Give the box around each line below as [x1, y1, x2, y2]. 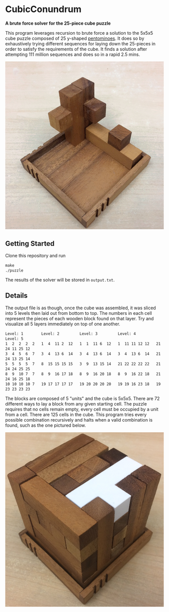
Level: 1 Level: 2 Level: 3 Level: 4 [5, 331, 136, 336]
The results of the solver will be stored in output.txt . [5, 277, 115, 283]
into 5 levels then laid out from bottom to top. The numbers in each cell [5, 310, 152, 316]
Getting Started [5, 239, 55, 248]
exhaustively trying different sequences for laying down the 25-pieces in [5, 40, 156, 46]
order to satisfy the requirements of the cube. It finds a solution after [5, 46, 147, 52]
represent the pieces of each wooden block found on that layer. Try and [5, 315, 154, 321]
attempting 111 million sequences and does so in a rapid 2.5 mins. [5, 51, 140, 57]
